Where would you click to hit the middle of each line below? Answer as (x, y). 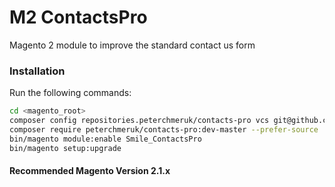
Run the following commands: (70, 93)
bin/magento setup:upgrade (65, 148)
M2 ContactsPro (78, 17)
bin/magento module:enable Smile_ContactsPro (105, 139)
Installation (37, 71)
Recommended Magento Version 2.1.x (90, 171)
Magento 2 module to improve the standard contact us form (132, 45)
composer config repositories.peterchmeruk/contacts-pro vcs (139, 121)
